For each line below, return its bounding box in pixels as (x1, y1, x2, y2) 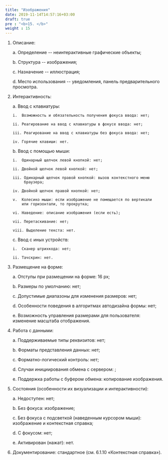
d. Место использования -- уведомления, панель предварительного (12, 79, 160, 85)
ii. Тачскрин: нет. (12, 255, 54, 261)
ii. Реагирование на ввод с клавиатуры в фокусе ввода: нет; (12, 122, 143, 127)
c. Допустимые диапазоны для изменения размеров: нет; (12, 293, 137, 299)
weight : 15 (5, 26, 30, 31)
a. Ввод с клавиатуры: (12, 103, 60, 109)
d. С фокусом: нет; (12, 430, 53, 436)
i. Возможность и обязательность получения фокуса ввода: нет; (12, 113, 150, 118)
